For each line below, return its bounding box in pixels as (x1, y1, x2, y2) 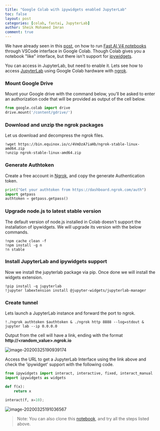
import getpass (5, 192, 36, 197)
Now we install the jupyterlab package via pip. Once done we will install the (5, 269, 156, 275)
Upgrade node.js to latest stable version (5, 208, 101, 215)
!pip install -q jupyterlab (5, 283, 62, 289)
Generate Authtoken (5, 162, 54, 168)
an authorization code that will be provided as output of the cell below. (5, 96, 146, 102)
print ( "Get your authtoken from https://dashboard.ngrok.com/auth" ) (5, 187, 146, 192)
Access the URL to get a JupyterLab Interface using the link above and (5, 356, 146, 362)
